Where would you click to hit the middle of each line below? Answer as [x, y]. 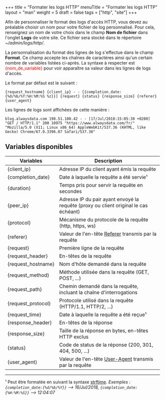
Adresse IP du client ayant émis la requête [108, 169]
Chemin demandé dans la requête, [99, 286]
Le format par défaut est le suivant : [41, 83]
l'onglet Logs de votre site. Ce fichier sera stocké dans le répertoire [73, 37]
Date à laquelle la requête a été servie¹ [103, 177]
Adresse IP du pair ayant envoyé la [99, 199]
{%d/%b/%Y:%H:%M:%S [25, 96]
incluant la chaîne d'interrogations [98, 292]
